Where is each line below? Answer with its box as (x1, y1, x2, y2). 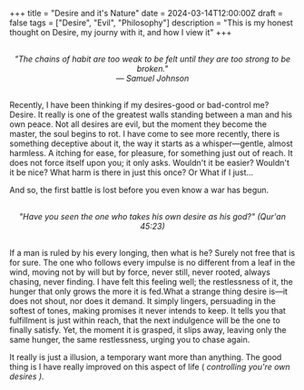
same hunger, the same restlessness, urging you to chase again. (9, 335, 250, 345)
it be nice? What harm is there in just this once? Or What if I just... (9, 167, 254, 178)
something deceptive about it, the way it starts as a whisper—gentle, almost (9, 138, 293, 149)
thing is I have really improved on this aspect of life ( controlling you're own (9, 362, 290, 372)
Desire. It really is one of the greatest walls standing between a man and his (9, 109, 293, 120)
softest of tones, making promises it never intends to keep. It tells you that (9, 306, 286, 316)
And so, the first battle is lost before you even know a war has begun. (9, 185, 270, 195)
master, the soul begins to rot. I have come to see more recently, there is (9, 129, 280, 139)
